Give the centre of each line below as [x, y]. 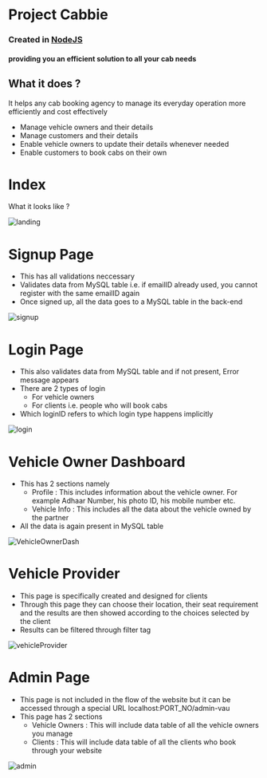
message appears [49, 380]
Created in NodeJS [45, 40]
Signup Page [51, 254]
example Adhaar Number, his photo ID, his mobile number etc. [133, 501]
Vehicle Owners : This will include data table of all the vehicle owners [145, 725]
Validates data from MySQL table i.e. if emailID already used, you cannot [139, 285]
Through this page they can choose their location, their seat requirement [139, 605]
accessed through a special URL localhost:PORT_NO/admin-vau [125, 709]
